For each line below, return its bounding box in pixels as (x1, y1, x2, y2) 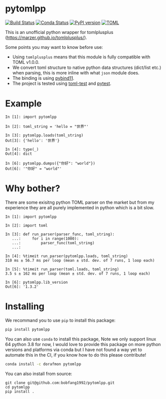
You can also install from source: (5, 371, 72, 377)
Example (5, 98, 42, 109)
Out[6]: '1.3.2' (5, 284, 39, 289)
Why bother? (5, 183, 60, 194)
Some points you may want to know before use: (5, 44, 103, 50)
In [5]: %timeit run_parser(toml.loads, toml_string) (5, 267, 120, 272)
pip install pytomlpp (5, 327, 50, 332)
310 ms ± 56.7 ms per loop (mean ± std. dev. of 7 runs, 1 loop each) (5, 258, 155, 263)
